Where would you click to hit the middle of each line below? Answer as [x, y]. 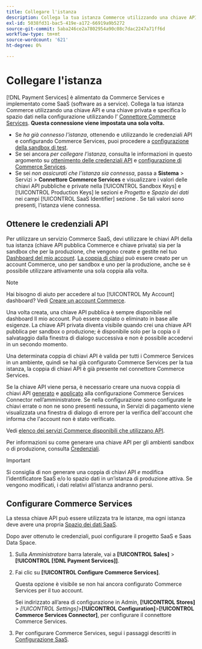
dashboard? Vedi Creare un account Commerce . [66, 300]
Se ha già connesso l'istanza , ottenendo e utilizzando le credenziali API [103, 135]
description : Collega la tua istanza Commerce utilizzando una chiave [96, 17]
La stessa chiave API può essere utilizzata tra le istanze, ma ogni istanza [96, 518]
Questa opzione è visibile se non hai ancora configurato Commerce [98, 584]
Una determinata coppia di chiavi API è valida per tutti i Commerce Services [100, 356]
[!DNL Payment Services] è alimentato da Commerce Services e [85, 97]
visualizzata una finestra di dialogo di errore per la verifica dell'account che [99, 412]
